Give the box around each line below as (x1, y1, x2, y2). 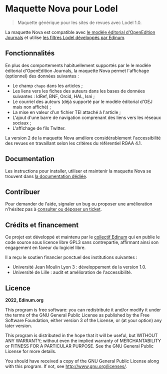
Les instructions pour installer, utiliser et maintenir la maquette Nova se (5, 168, 151, 174)
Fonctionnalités (5, 49, 55, 57)
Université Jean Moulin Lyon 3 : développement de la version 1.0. (12, 264, 146, 270)
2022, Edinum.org (5, 297, 44, 303)
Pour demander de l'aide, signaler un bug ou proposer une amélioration (5, 201, 152, 207)
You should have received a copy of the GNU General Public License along (5, 358, 159, 364)
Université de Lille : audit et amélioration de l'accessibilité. (12, 269, 132, 275)
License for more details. (5, 348, 56, 354)
